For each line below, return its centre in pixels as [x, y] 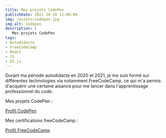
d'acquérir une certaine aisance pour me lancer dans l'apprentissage [77, 86]
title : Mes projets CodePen [35, 10]
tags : [11, 38]
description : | [21, 29]
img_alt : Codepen [23, 24]
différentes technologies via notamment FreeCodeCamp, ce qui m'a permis [83, 81]
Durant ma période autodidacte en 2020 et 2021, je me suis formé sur [77, 75]
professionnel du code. [29, 91]
